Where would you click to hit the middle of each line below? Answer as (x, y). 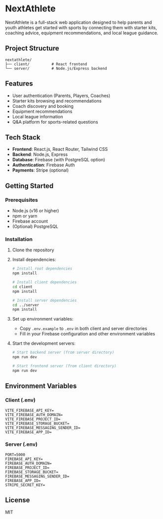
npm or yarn (25, 216)
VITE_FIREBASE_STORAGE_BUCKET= (37, 424)
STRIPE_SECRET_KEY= (25, 485)
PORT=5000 (15, 455)
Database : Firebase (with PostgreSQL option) (59, 160)
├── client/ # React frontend (46, 64)
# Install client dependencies (44, 283)
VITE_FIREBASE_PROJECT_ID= (33, 419)
